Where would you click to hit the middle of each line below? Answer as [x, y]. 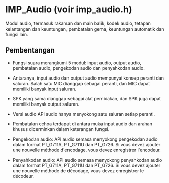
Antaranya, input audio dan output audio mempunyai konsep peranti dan [88, 78]
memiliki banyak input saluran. [44, 89]
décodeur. [23, 176]
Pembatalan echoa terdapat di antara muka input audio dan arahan [82, 124]
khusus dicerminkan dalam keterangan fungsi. [61, 129]
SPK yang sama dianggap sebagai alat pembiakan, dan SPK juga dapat [87, 98]
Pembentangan [30, 50]
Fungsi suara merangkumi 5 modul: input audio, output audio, [77, 63]
